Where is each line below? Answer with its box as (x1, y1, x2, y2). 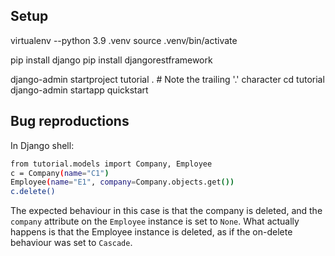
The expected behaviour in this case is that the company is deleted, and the (10, 205, 323, 217)
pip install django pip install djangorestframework (10, 54, 213, 66)
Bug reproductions (10, 113, 130, 130)
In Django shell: (10, 139, 75, 151)
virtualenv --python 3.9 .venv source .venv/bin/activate (10, 34, 238, 46)
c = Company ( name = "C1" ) (10, 168, 110, 178)
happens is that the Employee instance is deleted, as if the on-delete (10, 226, 293, 238)
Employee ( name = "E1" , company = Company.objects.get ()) (10, 177, 235, 188)
